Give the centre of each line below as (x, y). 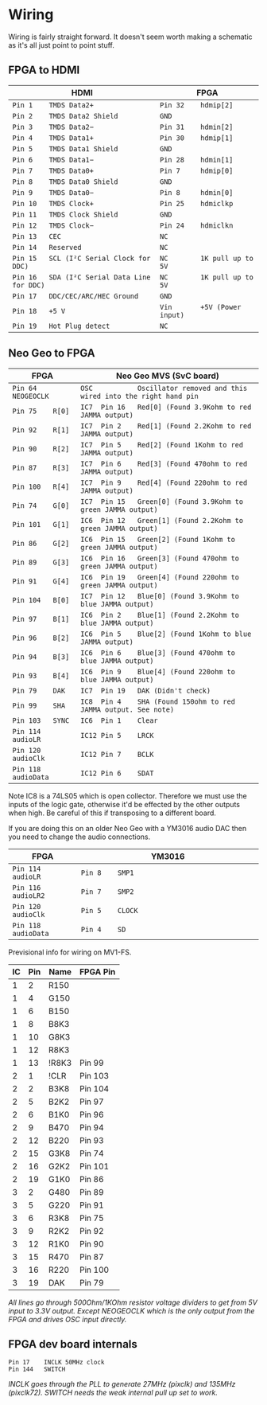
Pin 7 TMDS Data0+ (53, 170)
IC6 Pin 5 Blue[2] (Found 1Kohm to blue (166, 634)
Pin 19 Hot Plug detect (61, 326)
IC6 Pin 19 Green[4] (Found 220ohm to (160, 577)
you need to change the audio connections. (79, 837)
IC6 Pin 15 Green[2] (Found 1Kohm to (158, 539)
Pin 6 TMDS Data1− (53, 160)
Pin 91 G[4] (41, 581)
